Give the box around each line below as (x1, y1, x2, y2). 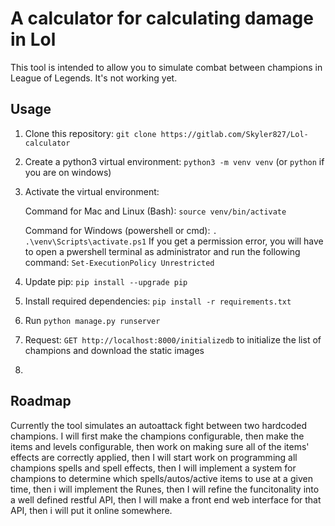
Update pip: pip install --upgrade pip (24, 275, 188, 287)
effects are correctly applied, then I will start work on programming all (10, 451, 298, 463)
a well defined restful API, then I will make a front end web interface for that (10, 493, 322, 506)
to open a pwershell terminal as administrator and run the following (24, 245, 301, 257)
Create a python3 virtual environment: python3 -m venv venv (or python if (24, 155, 325, 167)
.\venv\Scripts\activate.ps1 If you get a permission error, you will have (24, 235, 324, 247)
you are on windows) (24, 166, 112, 178)
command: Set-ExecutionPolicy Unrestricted (24, 256, 215, 268)
